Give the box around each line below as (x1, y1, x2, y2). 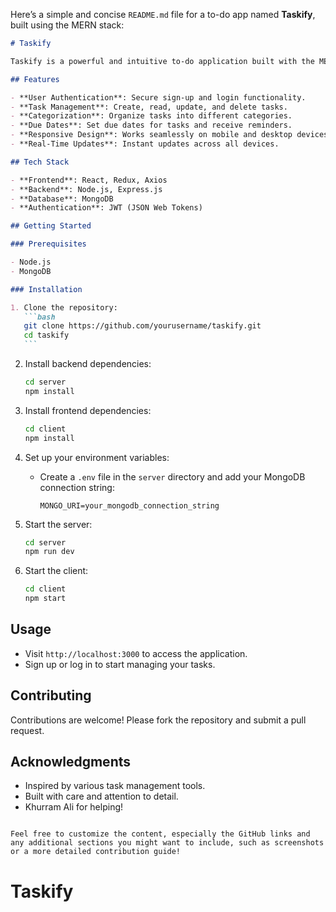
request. (10, 724, 45, 736)
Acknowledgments (10, 754, 132, 771)
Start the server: (24, 518, 93, 530)
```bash (23, 312, 56, 322)
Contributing (10, 687, 92, 704)
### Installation (10, 284, 83, 294)
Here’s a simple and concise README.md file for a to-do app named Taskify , (10, 9, 316, 20)
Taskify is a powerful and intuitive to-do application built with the (10, 56, 315, 66)
